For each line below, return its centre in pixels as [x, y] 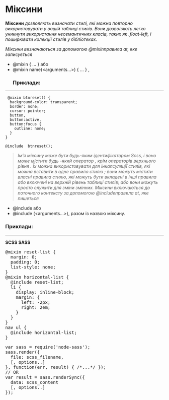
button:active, [26, 120]
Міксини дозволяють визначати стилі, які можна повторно [69, 23]
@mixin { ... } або [30, 64]
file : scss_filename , [37, 357]
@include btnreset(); [29, 146]
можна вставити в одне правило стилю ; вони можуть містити [85, 172]
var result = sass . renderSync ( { [45, 377]
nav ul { [16, 327]
